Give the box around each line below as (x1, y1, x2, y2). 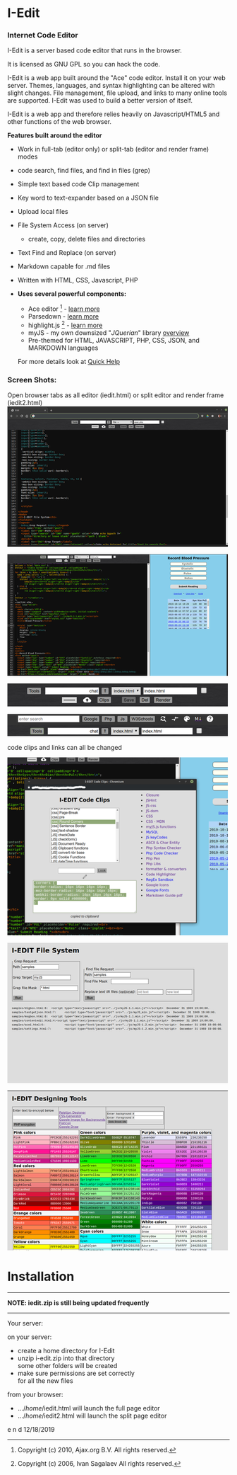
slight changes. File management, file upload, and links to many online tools (7, 89, 228, 97)
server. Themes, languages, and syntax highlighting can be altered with (7, 81, 215, 90)
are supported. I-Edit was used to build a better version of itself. (7, 96, 193, 105)
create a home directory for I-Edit (17, 1347, 115, 1355)
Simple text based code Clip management (17, 180, 140, 188)
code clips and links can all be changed (7, 744, 122, 752)
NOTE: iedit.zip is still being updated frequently (7, 1299, 150, 1307)
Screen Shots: (7, 375, 57, 385)
